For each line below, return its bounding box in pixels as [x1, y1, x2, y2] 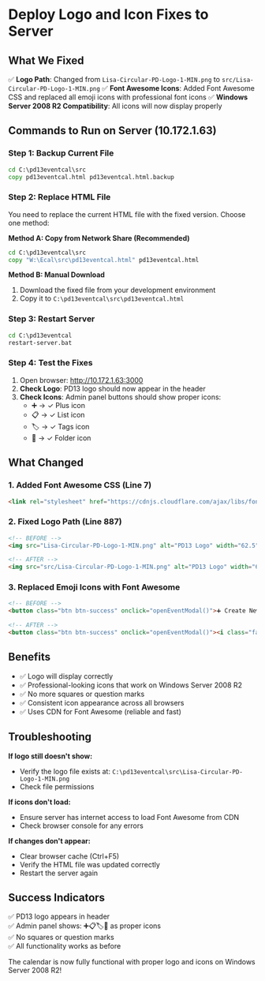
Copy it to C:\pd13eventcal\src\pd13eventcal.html [19, 294, 185, 303]
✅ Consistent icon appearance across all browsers [19, 698, 185, 707]
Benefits [8, 650, 51, 664]
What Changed [8, 456, 84, 470]
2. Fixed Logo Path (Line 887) [8, 516, 122, 527]
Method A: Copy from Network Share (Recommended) [8, 233, 190, 242]
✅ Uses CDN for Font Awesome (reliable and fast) [19, 706, 181, 716]
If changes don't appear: [8, 836, 91, 845]
